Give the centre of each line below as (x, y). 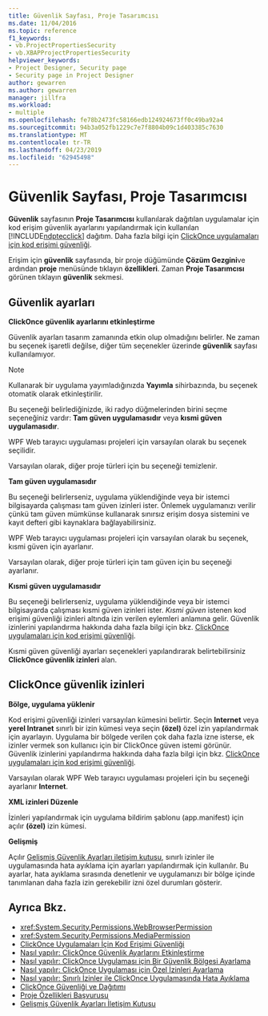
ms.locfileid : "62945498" (51, 157)
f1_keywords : (30, 38)
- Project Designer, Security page (68, 68)
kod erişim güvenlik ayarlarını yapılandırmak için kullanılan (104, 228)
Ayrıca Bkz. (38, 907)
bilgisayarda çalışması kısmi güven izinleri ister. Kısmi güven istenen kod (127, 610)
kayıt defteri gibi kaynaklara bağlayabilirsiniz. (82, 522)
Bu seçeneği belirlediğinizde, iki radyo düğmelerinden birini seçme (118, 409)
